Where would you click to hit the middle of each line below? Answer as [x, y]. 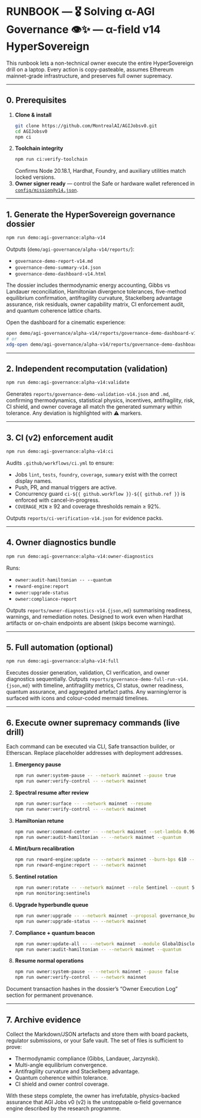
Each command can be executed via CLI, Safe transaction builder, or [91, 747]
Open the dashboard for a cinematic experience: [66, 322]
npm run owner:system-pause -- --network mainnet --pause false [97, 972]
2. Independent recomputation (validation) [87, 369]
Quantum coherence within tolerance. [61, 1077]
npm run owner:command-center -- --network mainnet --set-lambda [98, 832]
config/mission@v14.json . [47, 190]
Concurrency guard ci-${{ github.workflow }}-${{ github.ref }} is [100, 493]
